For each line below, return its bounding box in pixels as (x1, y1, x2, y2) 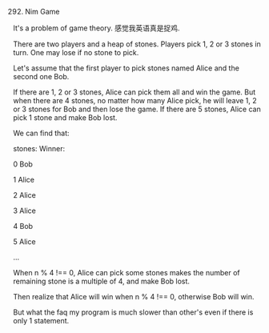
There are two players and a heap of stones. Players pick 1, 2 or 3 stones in (13, 39, 261, 49)
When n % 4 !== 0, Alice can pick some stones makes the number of (13, 268, 240, 277)
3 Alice (13, 206, 37, 215)
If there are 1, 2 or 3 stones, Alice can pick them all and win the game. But (13, 87, 256, 97)
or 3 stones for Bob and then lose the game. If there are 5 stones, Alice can (13, 104, 261, 114)
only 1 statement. (13, 316, 70, 325)
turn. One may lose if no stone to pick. (13, 48, 139, 57)
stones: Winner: (13, 144, 66, 153)
